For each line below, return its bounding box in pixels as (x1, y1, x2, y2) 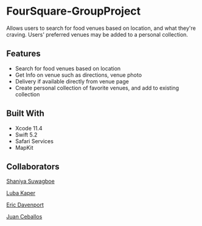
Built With (6, 108, 44, 119)
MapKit (15, 144, 33, 151)
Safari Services (15, 137, 54, 144)
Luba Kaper (6, 189, 35, 197)
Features (6, 49, 41, 59)
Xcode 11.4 (15, 124, 43, 132)
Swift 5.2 (15, 131, 38, 138)
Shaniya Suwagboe (6, 178, 55, 185)
